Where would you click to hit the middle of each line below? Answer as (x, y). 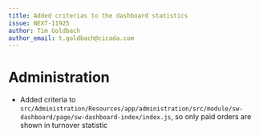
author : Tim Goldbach (45, 30)
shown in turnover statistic (64, 126)
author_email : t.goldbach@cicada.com (71, 38)
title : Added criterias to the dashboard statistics (98, 16)
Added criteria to (48, 100)
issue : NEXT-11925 (39, 23)
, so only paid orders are (211, 117)
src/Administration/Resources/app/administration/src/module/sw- (131, 109)
